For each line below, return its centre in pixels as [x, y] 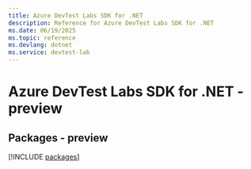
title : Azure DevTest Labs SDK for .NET [76, 15]
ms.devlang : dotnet [40, 45]
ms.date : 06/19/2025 [42, 30]
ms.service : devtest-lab [49, 52]
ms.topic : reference [42, 38]
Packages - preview [58, 138]
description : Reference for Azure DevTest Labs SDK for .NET [111, 23]
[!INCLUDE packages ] [44, 157]
